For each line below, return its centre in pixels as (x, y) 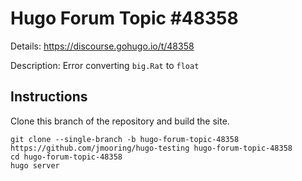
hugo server (35, 165)
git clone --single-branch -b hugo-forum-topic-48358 (125, 139)
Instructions (49, 97)
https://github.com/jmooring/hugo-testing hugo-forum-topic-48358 (151, 148)
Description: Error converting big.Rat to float (105, 65)
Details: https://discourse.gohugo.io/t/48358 (102, 46)
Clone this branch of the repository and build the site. (120, 121)
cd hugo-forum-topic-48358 (66, 157)
